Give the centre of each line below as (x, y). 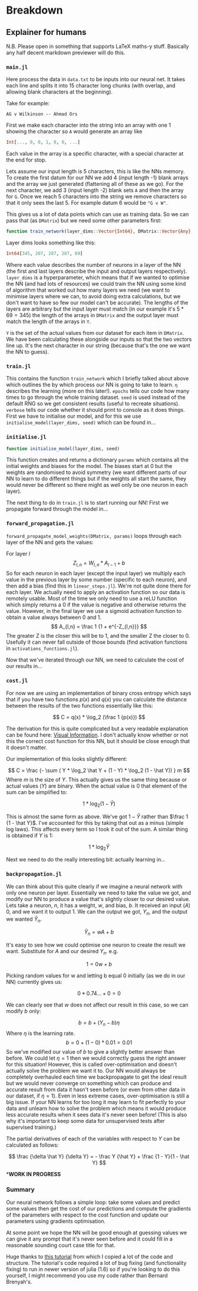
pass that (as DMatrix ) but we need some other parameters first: (84, 221)
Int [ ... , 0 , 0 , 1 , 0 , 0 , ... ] (43, 143)
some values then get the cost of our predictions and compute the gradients (99, 1208)
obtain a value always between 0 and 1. (54, 617)
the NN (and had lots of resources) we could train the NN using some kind (96, 283)
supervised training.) (31, 1127)
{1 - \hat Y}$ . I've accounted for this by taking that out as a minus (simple (95, 822)
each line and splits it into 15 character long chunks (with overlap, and (91, 86)
